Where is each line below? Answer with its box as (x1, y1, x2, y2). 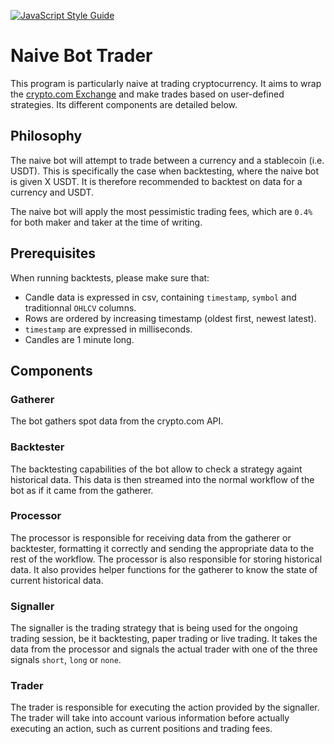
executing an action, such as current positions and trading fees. (10, 723, 273, 735)
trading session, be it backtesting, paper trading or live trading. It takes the (10, 633, 318, 645)
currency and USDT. (10, 186, 95, 198)
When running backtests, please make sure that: (10, 271, 210, 284)
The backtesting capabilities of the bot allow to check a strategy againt (10, 463, 303, 475)
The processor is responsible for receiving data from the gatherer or (10, 531, 292, 544)
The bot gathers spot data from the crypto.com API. (10, 415, 224, 427)
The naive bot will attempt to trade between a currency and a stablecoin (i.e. (10, 154, 325, 166)
